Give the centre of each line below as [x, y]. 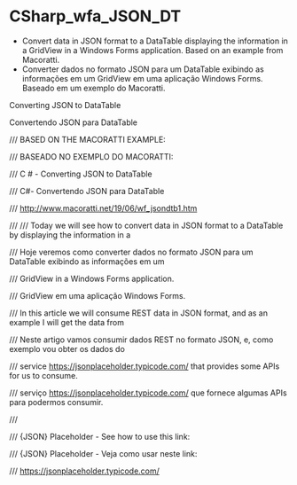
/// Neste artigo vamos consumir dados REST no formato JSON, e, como [141, 340]
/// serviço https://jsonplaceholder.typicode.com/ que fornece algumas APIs [148, 393]
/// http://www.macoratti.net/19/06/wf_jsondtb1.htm [103, 208]
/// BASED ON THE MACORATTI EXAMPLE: [87, 139]
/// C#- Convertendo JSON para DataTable [87, 191]
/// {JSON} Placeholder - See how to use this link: [100, 436]
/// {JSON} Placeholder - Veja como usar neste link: [103, 453]
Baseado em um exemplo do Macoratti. [94, 88]
